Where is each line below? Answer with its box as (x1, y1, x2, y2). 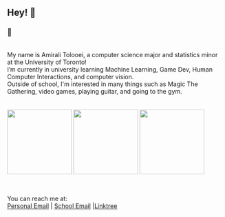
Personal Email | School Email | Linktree (7, 201, 118, 210)
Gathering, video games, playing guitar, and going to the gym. (7, 87, 182, 95)
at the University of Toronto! (7, 58, 87, 66)
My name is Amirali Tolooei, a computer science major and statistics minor (7, 50, 218, 59)
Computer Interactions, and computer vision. (7, 72, 134, 81)
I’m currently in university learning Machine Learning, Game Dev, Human (7, 65, 213, 73)
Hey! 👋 (7, 7, 36, 19)
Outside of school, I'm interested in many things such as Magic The (7, 80, 198, 88)
